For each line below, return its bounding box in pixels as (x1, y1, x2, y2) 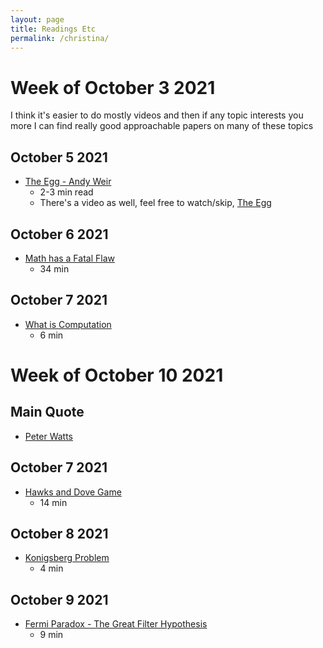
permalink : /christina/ (10, 33, 110, 43)
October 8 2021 (10, 525, 109, 542)
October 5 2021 (10, 149, 108, 166)
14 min (39, 496, 68, 508)
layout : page (10, 14, 65, 25)
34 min (39, 262, 70, 275)
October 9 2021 (10, 591, 109, 608)
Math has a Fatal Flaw (24, 252, 115, 264)
